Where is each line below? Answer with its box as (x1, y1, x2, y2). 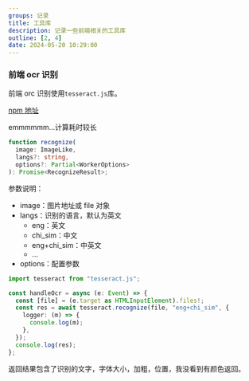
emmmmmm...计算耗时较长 (8, 123, 97, 132)
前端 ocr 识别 (8, 69, 58, 81)
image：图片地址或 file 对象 (19, 200, 111, 210)
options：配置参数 (19, 258, 80, 268)
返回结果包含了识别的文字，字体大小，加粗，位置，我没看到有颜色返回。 (8, 363, 245, 373)
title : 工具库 (8, 19, 52, 27)
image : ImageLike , (15, 146, 77, 154)
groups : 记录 (8, 11, 49, 20)
